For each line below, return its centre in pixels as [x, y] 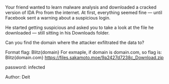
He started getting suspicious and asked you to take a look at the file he [79, 27]
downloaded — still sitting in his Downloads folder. [57, 33]
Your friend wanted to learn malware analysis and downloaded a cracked [81, 7]
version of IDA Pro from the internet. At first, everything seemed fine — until [84, 12]
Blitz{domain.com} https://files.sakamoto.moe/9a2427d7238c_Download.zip [84, 57]
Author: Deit [18, 77]
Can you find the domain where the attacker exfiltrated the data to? [75, 42]
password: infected [25, 67]
